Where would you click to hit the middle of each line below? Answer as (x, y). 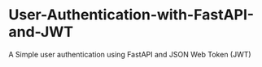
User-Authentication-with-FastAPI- (131, 15)
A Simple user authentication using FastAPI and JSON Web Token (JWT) (130, 54)
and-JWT (41, 32)
